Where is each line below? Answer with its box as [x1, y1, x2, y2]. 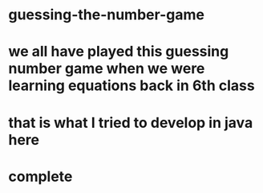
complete [8, 167, 73, 186]
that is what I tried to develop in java [8, 113, 253, 132]
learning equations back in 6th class [8, 76, 255, 95]
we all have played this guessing [8, 43, 229, 61]
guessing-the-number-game [8, 6, 204, 24]
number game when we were [8, 60, 205, 78]
